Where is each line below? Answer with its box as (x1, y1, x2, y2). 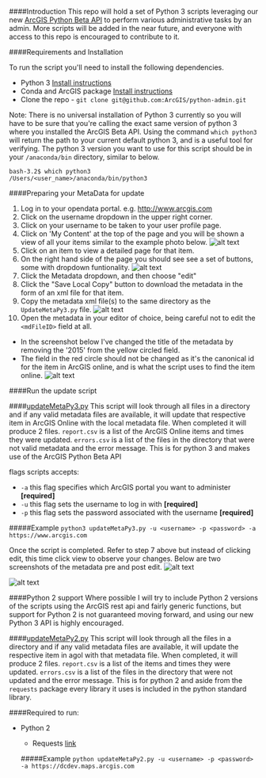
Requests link (32, 738, 77, 748)
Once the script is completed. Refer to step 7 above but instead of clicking (9, 546, 252, 555)
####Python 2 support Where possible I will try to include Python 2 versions (9, 593, 258, 602)
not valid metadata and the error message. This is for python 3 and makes (9, 444, 250, 452)
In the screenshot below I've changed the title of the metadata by (20, 337, 234, 346)
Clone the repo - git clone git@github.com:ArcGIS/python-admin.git (20, 95, 247, 104)
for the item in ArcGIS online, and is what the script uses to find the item (20, 362, 256, 372)
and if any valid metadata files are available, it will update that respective (9, 410, 246, 419)
